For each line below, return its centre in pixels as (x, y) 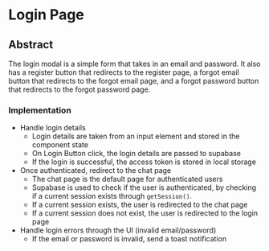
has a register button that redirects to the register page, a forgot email (124, 72)
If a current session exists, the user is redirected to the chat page (140, 205)
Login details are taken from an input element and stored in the (136, 136)
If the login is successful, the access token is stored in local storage (144, 162)
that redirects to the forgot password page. (79, 89)
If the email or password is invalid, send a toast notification (129, 239)
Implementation (40, 110)
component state (60, 145)
